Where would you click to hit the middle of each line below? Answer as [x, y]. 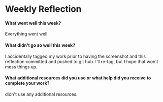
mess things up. [21, 67]
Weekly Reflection [43, 9]
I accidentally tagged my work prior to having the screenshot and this [76, 56]
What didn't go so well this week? [40, 45]
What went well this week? [33, 23]
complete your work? [27, 83]
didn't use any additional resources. [41, 94]
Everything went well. [27, 34]
